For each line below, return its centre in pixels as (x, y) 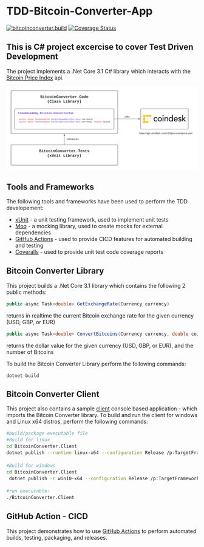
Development (32, 57)
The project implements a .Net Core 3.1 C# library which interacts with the (99, 71)
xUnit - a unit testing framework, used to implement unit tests (92, 220)
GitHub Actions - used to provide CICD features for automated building (104, 239)
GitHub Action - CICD (47, 516)
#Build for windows (31, 466)
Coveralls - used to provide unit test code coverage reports (89, 252)
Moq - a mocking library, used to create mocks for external (89, 226)
